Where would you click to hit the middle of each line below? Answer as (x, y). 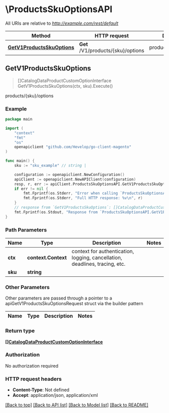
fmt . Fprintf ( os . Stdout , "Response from (56, 212)
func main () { (20, 161)
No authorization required (32, 366)
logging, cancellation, (97, 257)
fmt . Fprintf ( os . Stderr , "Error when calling (71, 193)
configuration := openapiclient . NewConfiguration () (69, 174)
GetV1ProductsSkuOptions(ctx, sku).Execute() (65, 86)
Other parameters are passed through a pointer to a (59, 298)
